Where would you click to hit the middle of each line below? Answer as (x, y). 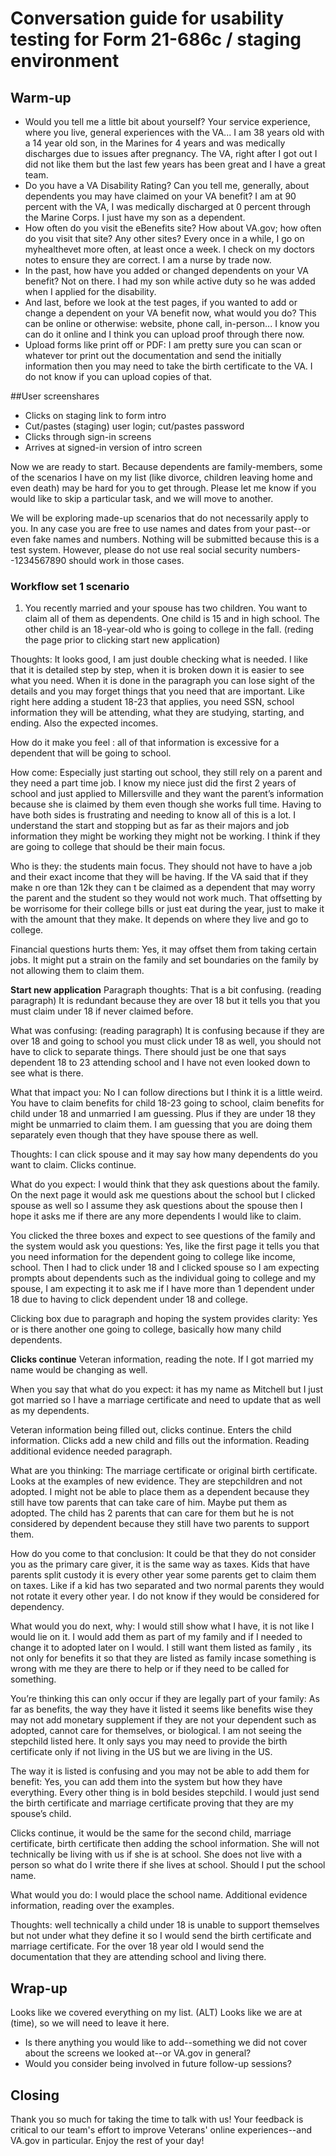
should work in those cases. (126, 560)
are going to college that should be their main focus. (118, 847)
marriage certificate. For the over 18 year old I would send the (137, 1946)
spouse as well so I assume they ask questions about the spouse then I (156, 1206)
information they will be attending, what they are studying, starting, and (157, 713)
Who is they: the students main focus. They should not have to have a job (161, 866)
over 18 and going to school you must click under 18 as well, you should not (166, 1041)
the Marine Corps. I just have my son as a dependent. (135, 217)
